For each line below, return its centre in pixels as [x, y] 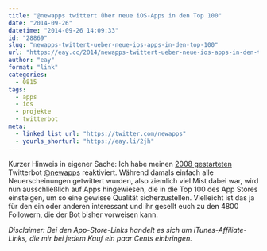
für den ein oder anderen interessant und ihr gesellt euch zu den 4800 [124, 206]
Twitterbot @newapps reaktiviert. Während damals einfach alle [111, 172]
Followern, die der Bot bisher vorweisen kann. [83, 214]
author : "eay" [32, 60]
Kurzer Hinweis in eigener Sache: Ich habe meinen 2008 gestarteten [120, 164]
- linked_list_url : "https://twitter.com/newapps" [101, 133]
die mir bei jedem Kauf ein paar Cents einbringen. [110, 238]
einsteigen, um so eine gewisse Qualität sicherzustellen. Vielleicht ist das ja [132, 197]
